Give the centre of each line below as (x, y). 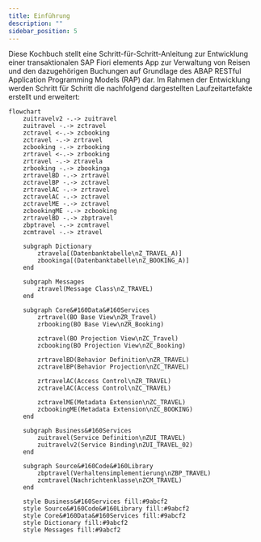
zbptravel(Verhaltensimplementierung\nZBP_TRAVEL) (124, 474)
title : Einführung (39, 16)
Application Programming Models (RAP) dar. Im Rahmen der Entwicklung (129, 80)
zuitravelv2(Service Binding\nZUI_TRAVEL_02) (116, 445)
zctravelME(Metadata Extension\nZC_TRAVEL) (112, 403)
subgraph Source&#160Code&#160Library (88, 467)
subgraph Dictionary (57, 247)
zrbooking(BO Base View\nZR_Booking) (101, 325)
